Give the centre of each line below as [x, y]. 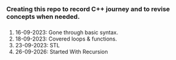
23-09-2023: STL [37, 45]
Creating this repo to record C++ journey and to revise [88, 9]
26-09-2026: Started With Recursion [61, 52]
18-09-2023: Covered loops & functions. [66, 39]
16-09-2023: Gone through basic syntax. [67, 33]
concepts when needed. [43, 16]
